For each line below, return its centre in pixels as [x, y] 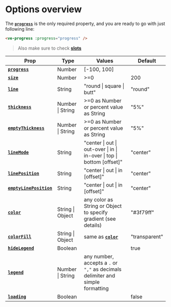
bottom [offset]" [103, 162]
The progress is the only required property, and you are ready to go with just [85, 23]
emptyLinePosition [30, 188]
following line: [20, 29]
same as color [101, 237]
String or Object [103, 206]
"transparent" [147, 237]
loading [17, 297]
